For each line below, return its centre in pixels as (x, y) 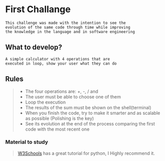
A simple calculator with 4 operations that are (58, 59)
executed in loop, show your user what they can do (61, 63)
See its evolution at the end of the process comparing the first (90, 123)
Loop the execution (45, 102)
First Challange (38, 9)
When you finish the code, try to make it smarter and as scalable (93, 113)
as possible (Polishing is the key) (59, 118)
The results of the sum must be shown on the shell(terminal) (88, 107)
